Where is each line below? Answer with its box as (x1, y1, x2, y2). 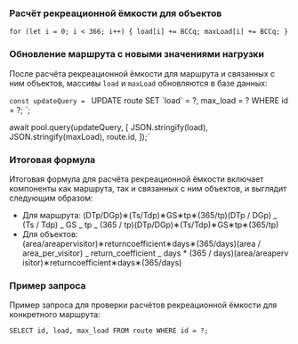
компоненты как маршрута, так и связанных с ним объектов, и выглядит (9, 183, 287, 193)
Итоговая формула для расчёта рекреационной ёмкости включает (9, 173, 264, 184)
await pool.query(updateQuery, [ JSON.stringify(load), (9, 121, 209, 132)
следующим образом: (9, 192, 93, 203)
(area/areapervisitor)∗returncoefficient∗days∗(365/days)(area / (21, 238, 261, 249)
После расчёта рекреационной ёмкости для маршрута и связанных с (9, 68, 276, 78)
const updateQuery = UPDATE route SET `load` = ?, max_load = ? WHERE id (9, 94, 289, 105)
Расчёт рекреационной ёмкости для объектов (9, 7, 222, 20)
